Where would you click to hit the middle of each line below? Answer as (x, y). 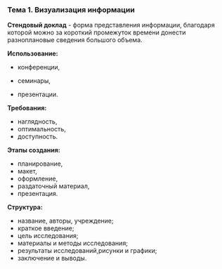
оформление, (38, 179)
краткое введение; (46, 228)
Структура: (25, 207)
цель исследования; (48, 236)
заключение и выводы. (52, 258)
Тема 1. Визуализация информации (71, 10)
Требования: (27, 108)
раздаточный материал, (53, 186)
